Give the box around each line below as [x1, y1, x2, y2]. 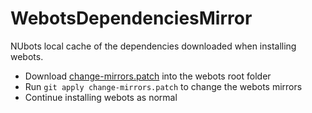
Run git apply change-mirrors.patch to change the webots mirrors [24, 80, 303, 92]
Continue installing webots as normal [24, 91, 178, 103]
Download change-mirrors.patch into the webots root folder [24, 70, 272, 82]
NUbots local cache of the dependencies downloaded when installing [10, 40, 297, 52]
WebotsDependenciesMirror [10, 7, 253, 30]
